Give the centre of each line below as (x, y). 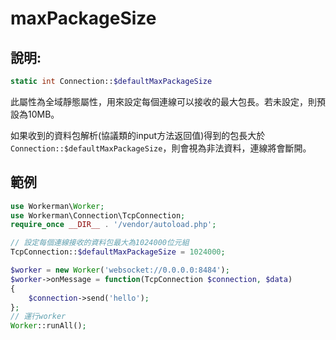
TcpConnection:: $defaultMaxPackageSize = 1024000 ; (118, 252)
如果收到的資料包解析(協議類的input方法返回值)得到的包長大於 (138, 135)
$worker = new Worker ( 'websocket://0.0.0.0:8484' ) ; (120, 270)
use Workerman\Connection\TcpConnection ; (98, 215)
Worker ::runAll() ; (48, 326)
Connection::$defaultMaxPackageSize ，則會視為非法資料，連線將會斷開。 (161, 148)
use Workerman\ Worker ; (57, 206)
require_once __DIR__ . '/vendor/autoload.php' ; (113, 225)
